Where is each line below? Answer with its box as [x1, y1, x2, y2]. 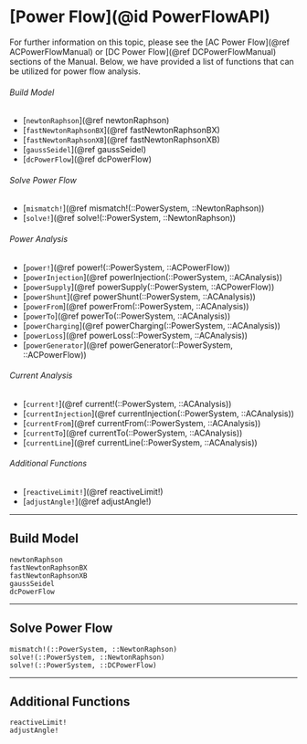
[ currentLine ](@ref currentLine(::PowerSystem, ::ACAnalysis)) [22, 436, 258, 448]
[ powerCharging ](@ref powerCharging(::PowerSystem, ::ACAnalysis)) [22, 320, 281, 330]
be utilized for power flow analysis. [9, 66, 142, 77]
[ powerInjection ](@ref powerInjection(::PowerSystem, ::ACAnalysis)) [22, 271, 283, 282]
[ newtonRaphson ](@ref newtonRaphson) [22, 115, 170, 126]
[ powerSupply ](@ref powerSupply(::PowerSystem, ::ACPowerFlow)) [22, 281, 275, 292]
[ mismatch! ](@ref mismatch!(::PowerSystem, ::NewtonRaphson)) [22, 203, 265, 214]
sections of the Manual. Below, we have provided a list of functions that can [9, 56, 294, 67]
